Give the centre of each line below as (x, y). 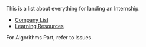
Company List (32, 20)
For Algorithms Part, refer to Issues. (49, 37)
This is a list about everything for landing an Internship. (73, 9)
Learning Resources (39, 26)
